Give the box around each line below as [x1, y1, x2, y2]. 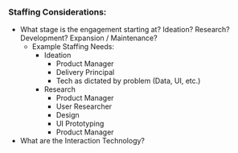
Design [55, 110, 80, 120]
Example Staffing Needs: [31, 42, 115, 52]
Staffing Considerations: [8, 6, 107, 18]
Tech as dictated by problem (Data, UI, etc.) [55, 76, 201, 86]
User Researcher [55, 101, 113, 111]
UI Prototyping [55, 119, 105, 129]
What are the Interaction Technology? [19, 136, 145, 146]
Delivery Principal [55, 68, 115, 77]
